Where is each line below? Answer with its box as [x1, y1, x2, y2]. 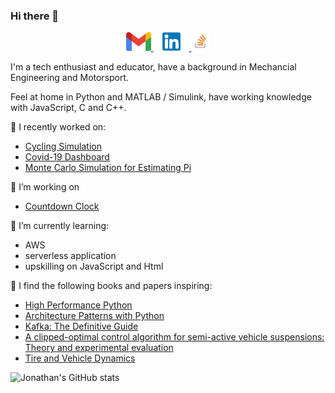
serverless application [24, 250, 117, 262]
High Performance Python [24, 299, 133, 311]
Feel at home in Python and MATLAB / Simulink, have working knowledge [10, 91, 312, 103]
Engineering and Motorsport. [10, 72, 130, 84]
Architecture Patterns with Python [24, 310, 165, 322]
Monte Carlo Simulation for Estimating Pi [24, 162, 192, 174]
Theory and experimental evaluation [24, 342, 174, 354]
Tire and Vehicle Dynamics [24, 352, 136, 364]
